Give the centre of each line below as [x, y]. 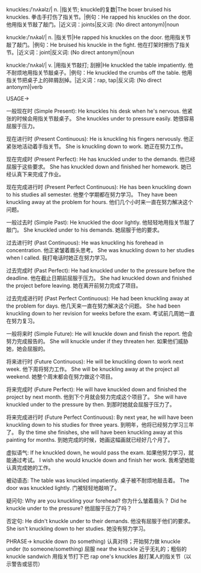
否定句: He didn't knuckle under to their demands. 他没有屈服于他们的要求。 [100, 521]
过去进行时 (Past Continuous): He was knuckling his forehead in [85, 243]
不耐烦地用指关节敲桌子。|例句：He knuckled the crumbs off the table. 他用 [99, 73]
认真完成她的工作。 [30, 468]
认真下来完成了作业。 [37, 174]
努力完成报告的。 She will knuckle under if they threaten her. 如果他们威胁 [97, 341]
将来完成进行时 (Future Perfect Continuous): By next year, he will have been [100, 417]
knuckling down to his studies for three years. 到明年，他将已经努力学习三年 [100, 425]
